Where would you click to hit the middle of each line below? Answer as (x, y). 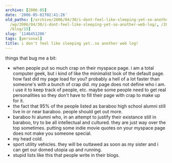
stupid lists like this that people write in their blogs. (66, 155)
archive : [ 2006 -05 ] (26, 10)
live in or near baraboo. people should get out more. (68, 111)
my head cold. (28, 138)
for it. (18, 100)
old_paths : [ (19, 19)
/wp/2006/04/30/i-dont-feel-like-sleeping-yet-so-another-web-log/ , (84, 24)
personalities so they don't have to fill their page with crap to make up (86, 95)
